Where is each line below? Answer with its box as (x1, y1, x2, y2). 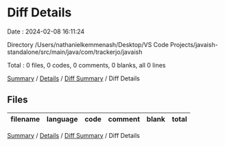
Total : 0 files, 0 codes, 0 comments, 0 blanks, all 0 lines (7, 61, 166, 69)
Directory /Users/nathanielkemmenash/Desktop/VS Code (7, 40, 169, 48)
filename (10, 114, 40, 123)
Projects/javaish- (170, 40, 218, 48)
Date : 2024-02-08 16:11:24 (7, 27, 85, 35)
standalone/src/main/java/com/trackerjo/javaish (7, 48, 143, 56)
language (47, 114, 78, 123)
